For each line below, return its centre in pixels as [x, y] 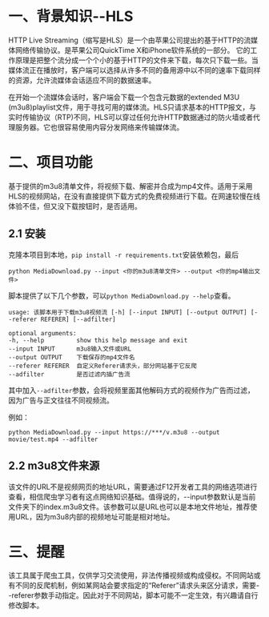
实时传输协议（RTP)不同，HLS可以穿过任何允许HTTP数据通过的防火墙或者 [131, 117]
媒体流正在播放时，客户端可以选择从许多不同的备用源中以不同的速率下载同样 [134, 70]
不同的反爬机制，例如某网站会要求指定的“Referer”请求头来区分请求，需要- [137, 586]
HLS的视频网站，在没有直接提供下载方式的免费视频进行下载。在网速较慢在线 [134, 196]
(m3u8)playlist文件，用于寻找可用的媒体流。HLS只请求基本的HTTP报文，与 [132, 107]
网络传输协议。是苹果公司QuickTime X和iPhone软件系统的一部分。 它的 [132, 50]
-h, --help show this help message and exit [98, 340]
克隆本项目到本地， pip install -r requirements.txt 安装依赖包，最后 [123, 254]
